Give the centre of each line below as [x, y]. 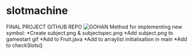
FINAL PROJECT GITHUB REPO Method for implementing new [94, 27]
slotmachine [37, 11]
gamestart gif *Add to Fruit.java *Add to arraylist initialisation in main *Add [97, 39]
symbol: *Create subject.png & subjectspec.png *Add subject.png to [90, 33]
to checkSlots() [24, 45]
